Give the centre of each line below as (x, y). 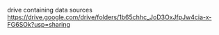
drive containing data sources (50, 10)
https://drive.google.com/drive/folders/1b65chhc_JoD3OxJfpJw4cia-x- (109, 17)
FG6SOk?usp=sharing (39, 24)
